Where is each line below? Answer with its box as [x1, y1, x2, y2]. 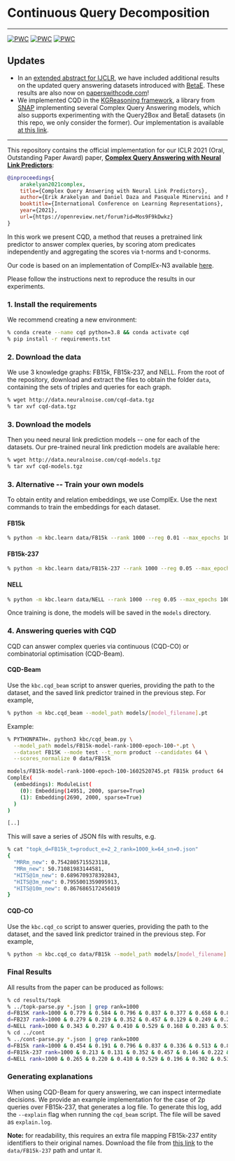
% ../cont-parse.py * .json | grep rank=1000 [7, 1036, 139, 1043]
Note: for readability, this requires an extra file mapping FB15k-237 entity [7, 1131, 218, 1139]
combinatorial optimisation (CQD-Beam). [7, 650, 124, 658]
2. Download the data [7, 352, 82, 362]
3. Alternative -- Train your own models [7, 479, 144, 489]
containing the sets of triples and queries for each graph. [7, 383, 171, 392]
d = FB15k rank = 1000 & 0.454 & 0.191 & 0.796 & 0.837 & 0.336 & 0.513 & [7, 1042, 218, 1049]
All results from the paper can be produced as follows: [7, 983, 164, 991]
